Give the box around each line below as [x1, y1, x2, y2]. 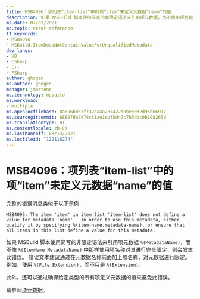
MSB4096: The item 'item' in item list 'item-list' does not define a [6, 211, 185, 218]
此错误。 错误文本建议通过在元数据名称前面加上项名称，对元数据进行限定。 [6, 253, 190, 260]
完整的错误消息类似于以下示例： [6, 199, 85, 206]
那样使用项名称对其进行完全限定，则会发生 [88, 246, 193, 253]
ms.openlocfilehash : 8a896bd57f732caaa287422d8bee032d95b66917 [6, 109, 167, 115]
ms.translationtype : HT [6, 120, 65, 126]
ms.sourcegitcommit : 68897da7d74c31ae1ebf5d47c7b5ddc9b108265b [6, 114, 167, 120]
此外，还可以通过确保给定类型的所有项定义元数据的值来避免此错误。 [6, 273, 173, 280]
